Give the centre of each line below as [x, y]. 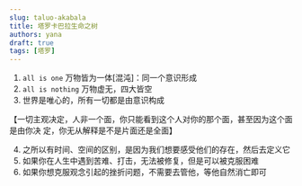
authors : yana [36, 34]
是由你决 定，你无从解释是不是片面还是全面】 [93, 130]
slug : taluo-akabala [48, 18]
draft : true [31, 43]
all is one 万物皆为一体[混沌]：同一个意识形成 [110, 78]
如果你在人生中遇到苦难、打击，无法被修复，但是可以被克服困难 [140, 161]
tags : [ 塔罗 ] [32, 51]
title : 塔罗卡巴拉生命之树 [54, 26]
